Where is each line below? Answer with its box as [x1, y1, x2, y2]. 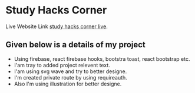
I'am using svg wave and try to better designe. [14, 68, 127, 75]
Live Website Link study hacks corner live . [5, 23, 108, 30]
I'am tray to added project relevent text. [14, 61, 110, 68]
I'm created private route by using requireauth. [14, 74, 127, 81]
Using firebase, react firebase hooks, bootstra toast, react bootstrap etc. [14, 55, 190, 62]
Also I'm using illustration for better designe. [14, 80, 122, 87]
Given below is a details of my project [5, 40, 146, 50]
